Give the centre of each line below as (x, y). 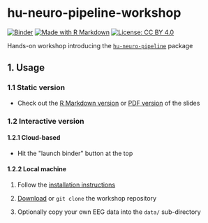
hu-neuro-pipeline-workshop (94, 13)
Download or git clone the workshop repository (87, 198)
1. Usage (26, 68)
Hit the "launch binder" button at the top (75, 153)
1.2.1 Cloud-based (34, 138)
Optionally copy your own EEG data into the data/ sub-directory (109, 212)
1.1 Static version (36, 87)
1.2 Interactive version (46, 121)
